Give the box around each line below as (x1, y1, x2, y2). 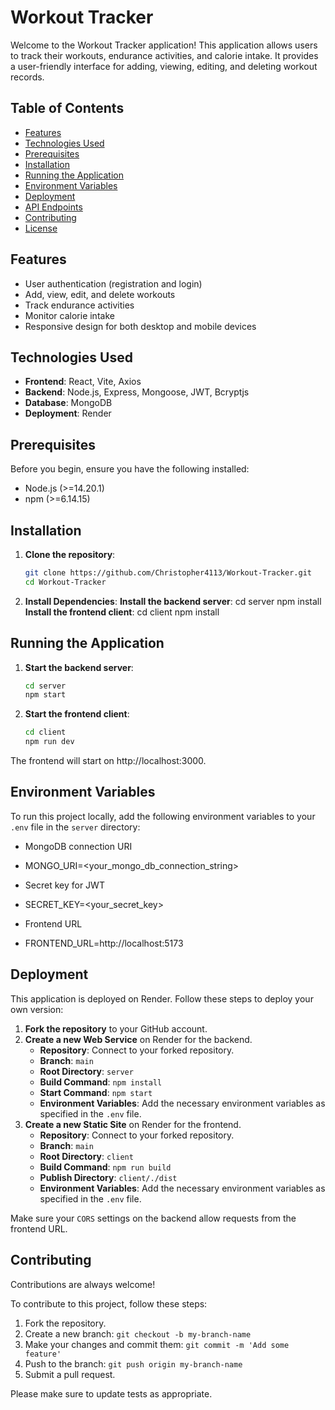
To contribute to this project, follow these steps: (10, 1297, 208, 1310)
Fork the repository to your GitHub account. (24, 1022, 208, 1035)
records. (10, 71, 45, 83)
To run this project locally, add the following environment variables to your (10, 810, 316, 822)
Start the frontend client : (24, 708, 130, 720)
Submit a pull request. (24, 1368, 116, 1380)
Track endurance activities (24, 299, 135, 311)
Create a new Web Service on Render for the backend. (24, 1033, 253, 1045)
